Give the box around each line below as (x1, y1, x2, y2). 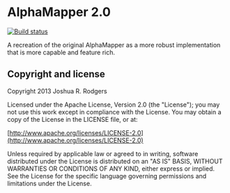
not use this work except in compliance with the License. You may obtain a (7, 107, 222, 116)
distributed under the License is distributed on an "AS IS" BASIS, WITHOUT (7, 157, 223, 165)
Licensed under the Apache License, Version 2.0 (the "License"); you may (7, 100, 220, 109)
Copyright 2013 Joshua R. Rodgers (7, 86, 107, 95)
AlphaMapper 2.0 (7, 4, 112, 20)
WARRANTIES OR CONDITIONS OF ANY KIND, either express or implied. (7, 164, 215, 173)
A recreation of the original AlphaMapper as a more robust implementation (7, 40, 221, 49)
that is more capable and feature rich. (7, 48, 116, 56)
